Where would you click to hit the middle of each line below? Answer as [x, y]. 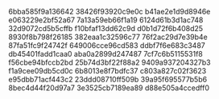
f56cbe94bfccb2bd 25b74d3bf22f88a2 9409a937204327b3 [109, 62]
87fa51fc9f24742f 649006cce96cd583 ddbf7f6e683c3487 [107, 46]
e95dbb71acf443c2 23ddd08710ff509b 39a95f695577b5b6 [108, 79]
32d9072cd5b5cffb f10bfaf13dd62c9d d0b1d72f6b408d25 [106, 28]
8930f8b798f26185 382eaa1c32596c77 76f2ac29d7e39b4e [108, 37]
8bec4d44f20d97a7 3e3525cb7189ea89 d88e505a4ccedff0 [109, 88]
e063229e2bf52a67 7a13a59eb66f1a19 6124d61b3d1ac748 [106, 20]
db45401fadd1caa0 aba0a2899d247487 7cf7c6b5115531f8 [105, 54]
